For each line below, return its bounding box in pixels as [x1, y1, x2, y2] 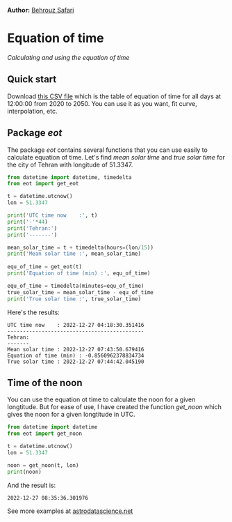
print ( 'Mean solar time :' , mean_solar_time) [7, 250, 141, 257]
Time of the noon [7, 376, 83, 389]
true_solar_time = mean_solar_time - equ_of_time [7, 289, 154, 295]
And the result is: [7, 481, 56, 489]
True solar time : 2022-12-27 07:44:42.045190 [7, 358, 144, 365]
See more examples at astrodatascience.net [7, 507, 133, 515]
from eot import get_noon [7, 430, 82, 438]
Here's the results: [7, 308, 60, 316]
